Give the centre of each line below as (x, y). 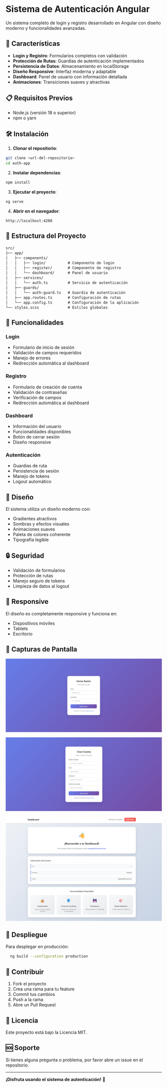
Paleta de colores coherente (42, 535)
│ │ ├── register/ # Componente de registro (63, 268)
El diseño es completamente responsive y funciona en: (62, 613)
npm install (18, 183)
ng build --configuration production (49, 956)
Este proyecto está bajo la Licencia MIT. (46, 1032)
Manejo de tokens (31, 476)
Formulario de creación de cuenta (47, 387)
